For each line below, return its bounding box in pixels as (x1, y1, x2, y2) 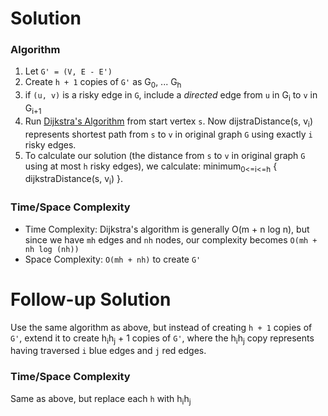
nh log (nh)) (24, 244, 80, 254)
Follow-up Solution (10, 288, 172, 311)
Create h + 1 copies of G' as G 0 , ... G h (24, 76, 182, 91)
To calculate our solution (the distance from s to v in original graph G (24, 149, 306, 161)
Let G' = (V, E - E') (24, 65, 113, 77)
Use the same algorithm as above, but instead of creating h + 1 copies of (10, 321, 313, 333)
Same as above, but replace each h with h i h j (10, 392, 192, 407)
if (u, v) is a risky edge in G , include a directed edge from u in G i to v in (24, 89, 318, 104)
